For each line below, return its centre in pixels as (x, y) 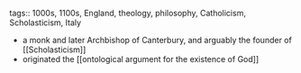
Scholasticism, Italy (46, 23)
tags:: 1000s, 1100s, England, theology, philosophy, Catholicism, (128, 13)
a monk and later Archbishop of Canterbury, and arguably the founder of (157, 40)
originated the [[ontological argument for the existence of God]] (141, 59)
